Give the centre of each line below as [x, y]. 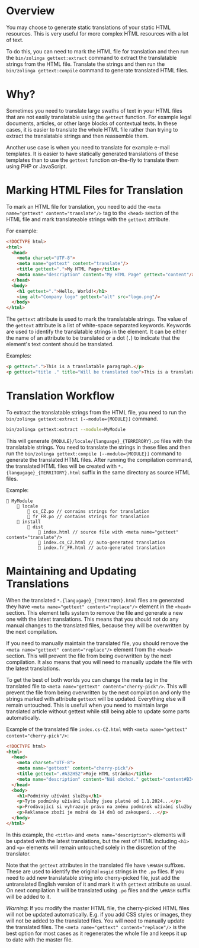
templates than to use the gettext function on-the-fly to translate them [92, 160]
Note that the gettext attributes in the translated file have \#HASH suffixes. [96, 865]
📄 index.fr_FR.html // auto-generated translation [102, 548]
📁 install [29, 522]
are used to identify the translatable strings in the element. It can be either [97, 332]
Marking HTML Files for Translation [95, 190]
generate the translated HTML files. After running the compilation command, [99, 459]
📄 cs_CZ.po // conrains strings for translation [89, 511]
